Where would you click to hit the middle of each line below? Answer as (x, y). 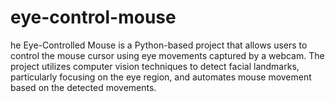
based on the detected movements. (83, 87)
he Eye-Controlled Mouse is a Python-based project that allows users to (159, 45)
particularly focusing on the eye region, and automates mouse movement (161, 77)
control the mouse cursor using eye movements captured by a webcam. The (167, 55)
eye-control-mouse (93, 17)
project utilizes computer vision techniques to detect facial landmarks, (155, 66)
